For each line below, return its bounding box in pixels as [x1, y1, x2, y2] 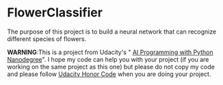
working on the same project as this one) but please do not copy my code [7, 62, 215, 71]
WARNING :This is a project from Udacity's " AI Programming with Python [7, 48, 213, 56]
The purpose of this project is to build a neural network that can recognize [7, 27, 217, 36]
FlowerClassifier [7, 5, 103, 21]
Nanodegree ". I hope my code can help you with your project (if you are [7, 55, 209, 63]
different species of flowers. [7, 34, 87, 42]
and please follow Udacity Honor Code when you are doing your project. [7, 70, 211, 78]
